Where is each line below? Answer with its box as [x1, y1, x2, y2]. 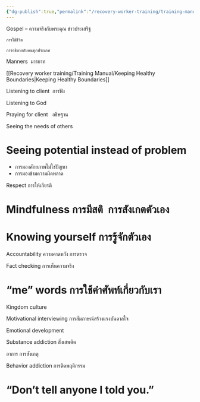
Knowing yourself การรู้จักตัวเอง [6, 230, 152, 243]
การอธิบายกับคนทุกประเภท [6, 47, 51, 53]
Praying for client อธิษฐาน [6, 110, 68, 118]
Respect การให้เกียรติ [6, 182, 52, 189]
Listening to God [6, 99, 46, 106]
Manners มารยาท [6, 58, 46, 65]
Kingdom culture [6, 303, 47, 311]
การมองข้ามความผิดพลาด [14, 170, 64, 177]
